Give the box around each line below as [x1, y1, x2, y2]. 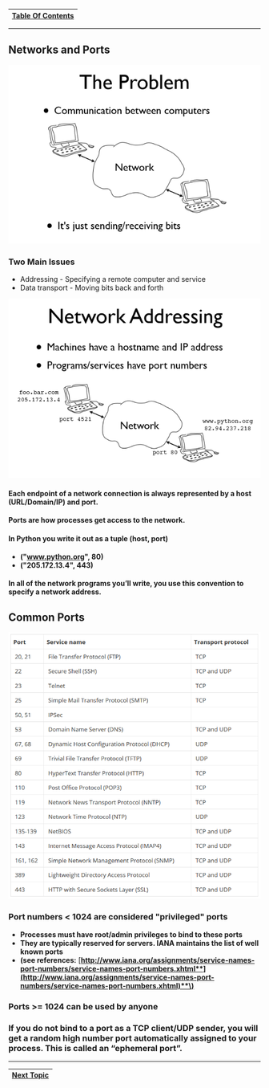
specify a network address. [8, 587, 102, 597]
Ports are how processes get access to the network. [8, 515, 186, 525]
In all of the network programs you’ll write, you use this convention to [8, 579, 244, 589]
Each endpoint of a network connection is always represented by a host [8, 488, 252, 498]
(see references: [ [19, 955, 82, 964]
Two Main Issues [8, 256, 75, 267]
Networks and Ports [8, 43, 110, 57]
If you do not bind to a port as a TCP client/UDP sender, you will [8, 1022, 259, 1033]
